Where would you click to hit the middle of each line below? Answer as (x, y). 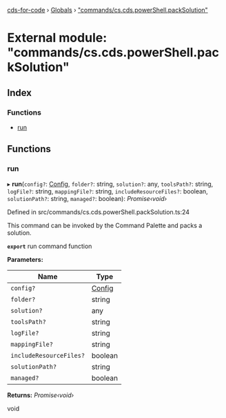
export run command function (50, 246)
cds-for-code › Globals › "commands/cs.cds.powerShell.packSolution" (107, 10)
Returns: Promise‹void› (41, 395)
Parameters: (25, 259)
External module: (57, 38)
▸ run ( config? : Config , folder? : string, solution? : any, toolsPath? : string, (110, 184)
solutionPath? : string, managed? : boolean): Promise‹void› (87, 198)
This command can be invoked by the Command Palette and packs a (105, 225)
